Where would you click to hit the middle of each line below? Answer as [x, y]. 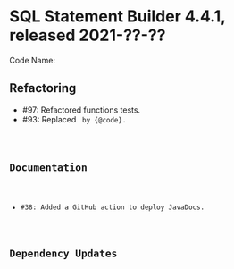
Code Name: [33, 60]
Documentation [48, 167]
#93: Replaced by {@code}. [74, 119]
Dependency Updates [63, 254]
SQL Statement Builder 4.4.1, [117, 17]
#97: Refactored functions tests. [81, 110]
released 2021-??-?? [88, 35]
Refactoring [43, 88]
